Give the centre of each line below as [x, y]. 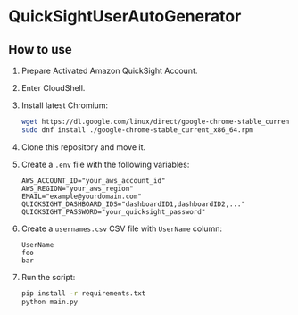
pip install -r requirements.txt [83, 293]
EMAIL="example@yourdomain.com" [81, 196]
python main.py [50, 302]
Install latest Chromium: [65, 105]
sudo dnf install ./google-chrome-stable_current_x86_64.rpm [137, 130]
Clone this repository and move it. [83, 147]
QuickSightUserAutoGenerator [125, 17]
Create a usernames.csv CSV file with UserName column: [121, 228]
